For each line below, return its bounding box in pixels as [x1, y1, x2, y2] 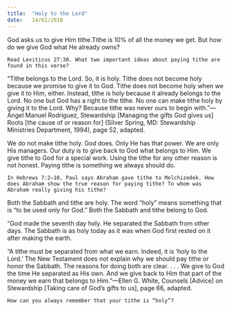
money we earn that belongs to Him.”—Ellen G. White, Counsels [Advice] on [7, 277, 223, 285]
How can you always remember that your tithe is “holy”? [7, 297, 174, 304]
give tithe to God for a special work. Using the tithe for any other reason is [7, 153, 217, 162]
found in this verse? [7, 62, 70, 69]
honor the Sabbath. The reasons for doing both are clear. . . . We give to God [7, 261, 225, 270]
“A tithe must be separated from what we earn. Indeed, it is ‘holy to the [7, 247, 208, 255]
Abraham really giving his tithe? [7, 186, 107, 193]
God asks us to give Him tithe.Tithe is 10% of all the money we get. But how [7, 35, 222, 43]
